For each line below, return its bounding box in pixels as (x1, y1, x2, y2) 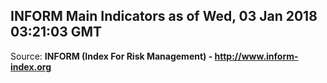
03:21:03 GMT (10, 24, 103, 41)
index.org (10, 60, 52, 73)
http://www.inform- (214, 50, 299, 62)
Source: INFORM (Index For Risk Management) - (10, 50, 213, 62)
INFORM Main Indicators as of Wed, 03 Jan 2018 (10, 8, 318, 25)
